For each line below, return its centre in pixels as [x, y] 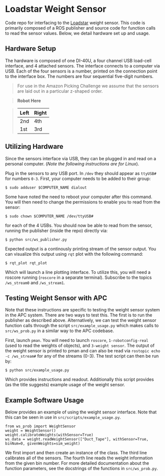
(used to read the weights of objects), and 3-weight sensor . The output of [80, 345]
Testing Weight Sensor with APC [56, 298]
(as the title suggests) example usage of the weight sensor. [65, 385]
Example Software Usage [45, 400]
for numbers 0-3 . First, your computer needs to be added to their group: [78, 178]
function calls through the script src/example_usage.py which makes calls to [82, 326]
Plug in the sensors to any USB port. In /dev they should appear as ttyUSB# [81, 173]
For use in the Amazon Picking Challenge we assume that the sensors [88, 86]
